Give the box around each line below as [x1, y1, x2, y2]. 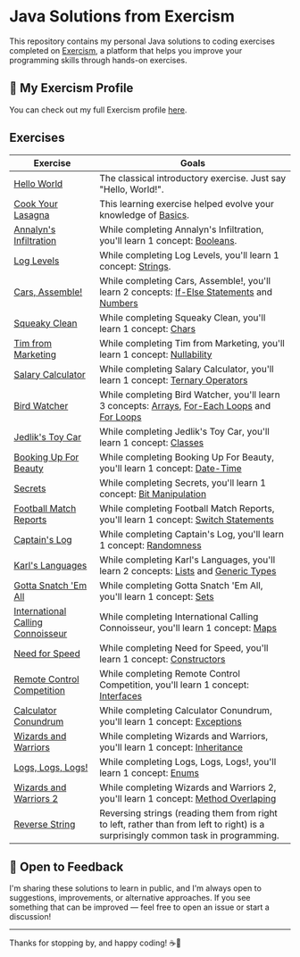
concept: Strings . [99, 260, 171, 272]
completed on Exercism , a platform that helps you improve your [9, 45, 243, 55]
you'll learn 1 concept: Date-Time [99, 462, 243, 474]
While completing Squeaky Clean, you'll [99, 311, 266, 323]
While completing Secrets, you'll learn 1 [99, 476, 266, 488]
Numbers [99, 296, 138, 309]
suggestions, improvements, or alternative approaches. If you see [9, 893, 252, 903]
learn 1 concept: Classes [99, 436, 204, 448]
